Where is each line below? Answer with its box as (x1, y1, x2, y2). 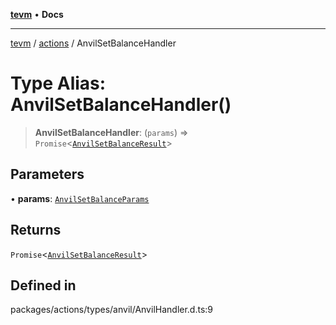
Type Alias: (10, 72, 107, 95)
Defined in (10, 277, 77, 294)
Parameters (10, 166, 85, 183)
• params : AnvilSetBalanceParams (10, 192, 150, 204)
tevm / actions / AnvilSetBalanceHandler (10, 37, 177, 49)
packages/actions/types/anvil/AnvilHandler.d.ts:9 (10, 304, 214, 316)
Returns (10, 222, 62, 239)
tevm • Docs (10, 9, 64, 20)
